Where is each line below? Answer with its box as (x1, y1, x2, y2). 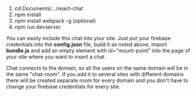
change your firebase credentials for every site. (6, 83, 121, 90)
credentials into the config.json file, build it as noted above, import (6, 41, 167, 48)
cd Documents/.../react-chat (14, 5, 83, 12)
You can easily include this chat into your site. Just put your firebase (6, 35, 171, 41)
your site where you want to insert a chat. (6, 54, 106, 60)
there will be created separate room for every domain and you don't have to (6, 77, 188, 84)
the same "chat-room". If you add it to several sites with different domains (6, 71, 184, 77)
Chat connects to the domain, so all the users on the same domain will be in (6, 65, 188, 72)
